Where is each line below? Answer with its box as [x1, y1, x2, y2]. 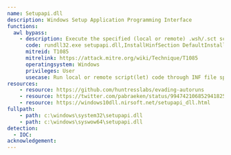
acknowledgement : [7, 138, 57, 145]
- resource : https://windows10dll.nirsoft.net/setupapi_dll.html [19, 99, 211, 106]
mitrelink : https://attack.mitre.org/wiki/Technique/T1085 [25, 55, 198, 62]
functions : [7, 23, 38, 29]
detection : [7, 125, 38, 132]
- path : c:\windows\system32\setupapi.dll [19, 112, 143, 119]
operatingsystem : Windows [25, 61, 100, 68]
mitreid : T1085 [25, 49, 69, 56]
